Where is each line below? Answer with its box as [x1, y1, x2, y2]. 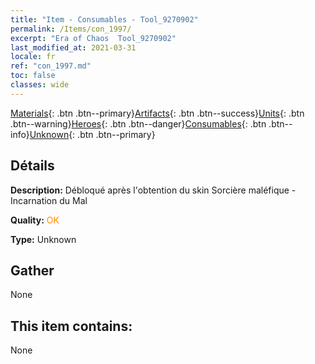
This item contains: [10, 317, 133, 335]
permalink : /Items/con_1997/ [10, 24, 132, 34]
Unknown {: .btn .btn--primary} [29, 128, 156, 140]
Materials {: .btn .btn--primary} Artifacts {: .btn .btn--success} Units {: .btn [10, 107, 305, 119]
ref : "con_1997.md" [10, 61, 92, 71]
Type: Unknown [10, 233, 77, 245]
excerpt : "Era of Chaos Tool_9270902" [10, 33, 177, 43]
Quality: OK [10, 214, 60, 226]
